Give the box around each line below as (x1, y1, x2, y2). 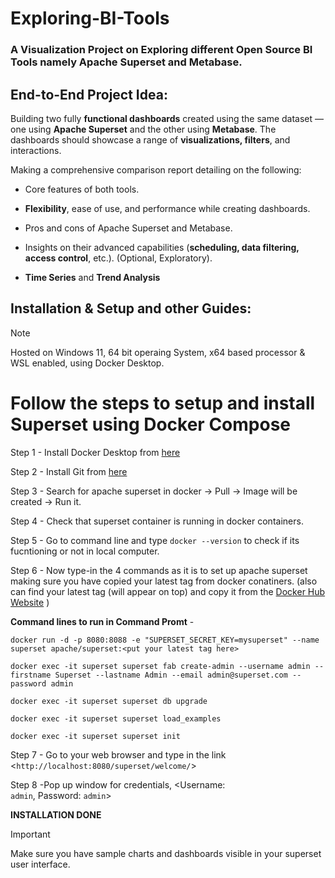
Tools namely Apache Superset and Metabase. (10, 55, 243, 69)
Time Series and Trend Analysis (24, 271, 161, 283)
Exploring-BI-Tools (10, 7, 170, 30)
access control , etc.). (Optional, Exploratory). (24, 252, 213, 264)
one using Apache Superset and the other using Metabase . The (10, 123, 277, 135)
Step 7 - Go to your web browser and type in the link (10, 748, 227, 761)
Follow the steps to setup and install (10, 392, 316, 414)
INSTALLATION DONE (10, 808, 102, 821)
